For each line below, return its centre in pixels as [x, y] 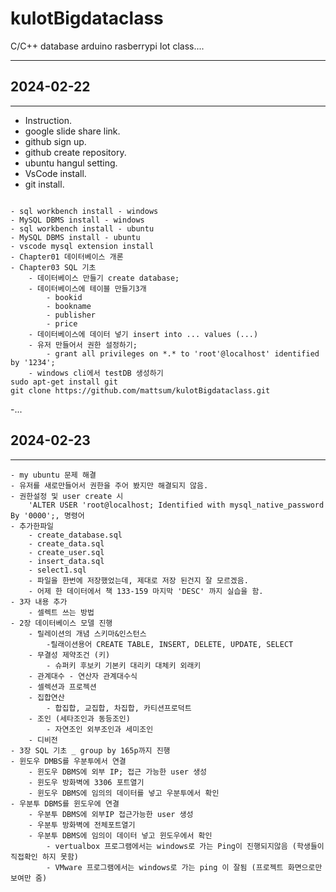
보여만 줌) [29, 878]
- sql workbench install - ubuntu [82, 228]
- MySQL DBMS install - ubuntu [75, 237]
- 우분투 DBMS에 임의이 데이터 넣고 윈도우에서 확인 [120, 835]
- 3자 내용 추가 [39, 602]
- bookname [69, 306]
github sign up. [55, 141]
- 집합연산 [46, 697]
